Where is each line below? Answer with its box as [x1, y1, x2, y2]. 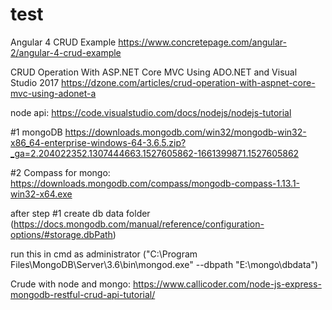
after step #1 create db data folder [10, 207, 151, 219]
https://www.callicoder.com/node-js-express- [132, 278, 322, 290]
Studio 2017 [10, 76, 60, 88]
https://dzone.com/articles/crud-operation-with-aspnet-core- [61, 76, 316, 88]
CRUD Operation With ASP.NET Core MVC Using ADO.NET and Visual [10, 66, 298, 78]
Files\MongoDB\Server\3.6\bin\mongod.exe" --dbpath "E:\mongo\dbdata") [10, 258, 319, 270]
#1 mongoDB [10, 126, 63, 138]
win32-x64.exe [10, 188, 73, 200]
